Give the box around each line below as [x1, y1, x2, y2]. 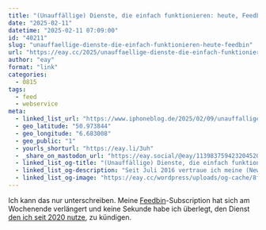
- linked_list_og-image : [15, 174, 97, 182]
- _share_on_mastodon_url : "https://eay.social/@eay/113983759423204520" [15, 151, 264, 159]
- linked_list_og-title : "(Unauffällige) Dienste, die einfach [15, 159, 228, 167]
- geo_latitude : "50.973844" [15, 122, 112, 130]
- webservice [15, 100, 59, 108]
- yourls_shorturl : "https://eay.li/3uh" [15, 144, 154, 152]
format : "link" [8, 63, 59, 71]
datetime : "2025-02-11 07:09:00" [8, 26, 119, 34]
